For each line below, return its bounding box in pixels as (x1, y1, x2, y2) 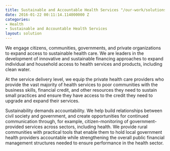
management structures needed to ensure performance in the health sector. (5, 140, 164, 146)
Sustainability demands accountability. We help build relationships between (5, 107, 163, 114)
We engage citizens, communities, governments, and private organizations (5, 45, 161, 51)
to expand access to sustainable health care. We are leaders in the (5, 50, 144, 56)
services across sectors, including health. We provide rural (25, 124, 148, 130)
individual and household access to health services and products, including (5, 61, 163, 67)
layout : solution (5, 31, 42, 36)
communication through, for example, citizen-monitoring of (5, 119, 129, 124)
